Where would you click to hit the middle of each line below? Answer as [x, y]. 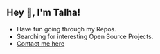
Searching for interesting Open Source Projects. [85, 36]
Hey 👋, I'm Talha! [44, 13]
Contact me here [41, 43]
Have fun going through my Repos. [66, 29]
